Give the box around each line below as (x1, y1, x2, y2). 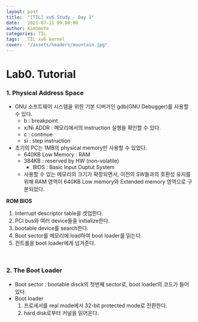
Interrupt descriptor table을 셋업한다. (14, 210, 104, 217)
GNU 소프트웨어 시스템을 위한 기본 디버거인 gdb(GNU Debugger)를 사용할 (14, 103, 189, 110)
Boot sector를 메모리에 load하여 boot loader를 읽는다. (14, 232, 143, 239)
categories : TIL (6, 31, 46, 37)
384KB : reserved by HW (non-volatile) (23, 157, 120, 164)
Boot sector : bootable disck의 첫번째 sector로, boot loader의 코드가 (14, 280, 178, 287)
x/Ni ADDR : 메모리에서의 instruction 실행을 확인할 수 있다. (23, 124, 161, 132)
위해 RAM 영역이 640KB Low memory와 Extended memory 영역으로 (23, 178, 186, 185)
